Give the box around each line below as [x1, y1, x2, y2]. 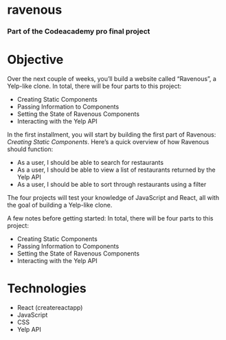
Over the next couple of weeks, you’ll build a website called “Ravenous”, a [7, 75, 216, 83]
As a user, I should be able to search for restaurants [16, 159, 163, 167]
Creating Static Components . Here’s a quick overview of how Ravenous [7, 138, 210, 146]
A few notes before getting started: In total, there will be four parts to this [7, 214, 214, 223]
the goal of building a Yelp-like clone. [7, 201, 113, 209]
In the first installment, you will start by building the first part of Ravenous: [7, 131, 216, 139]
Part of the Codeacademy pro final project [7, 27, 150, 36]
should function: [7, 145, 54, 153]
